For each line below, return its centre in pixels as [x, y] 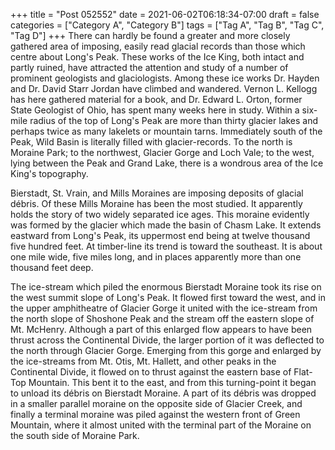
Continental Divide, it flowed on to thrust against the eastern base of [151, 372]
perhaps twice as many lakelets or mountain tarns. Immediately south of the [166, 131]
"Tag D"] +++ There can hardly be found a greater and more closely [150, 35]
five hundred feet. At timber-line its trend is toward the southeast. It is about [166, 246]
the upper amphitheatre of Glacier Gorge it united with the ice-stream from [164, 308]
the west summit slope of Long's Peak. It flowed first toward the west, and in [168, 297]
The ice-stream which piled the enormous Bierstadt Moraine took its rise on [166, 287]
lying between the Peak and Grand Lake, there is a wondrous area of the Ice [167, 163]
